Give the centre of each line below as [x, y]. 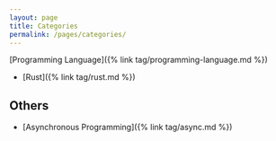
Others [29, 106]
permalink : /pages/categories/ [68, 34]
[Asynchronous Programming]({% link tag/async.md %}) [127, 128]
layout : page [34, 18]
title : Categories [44, 26]
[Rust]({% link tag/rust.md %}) [79, 77]
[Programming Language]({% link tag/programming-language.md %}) [138, 60]
